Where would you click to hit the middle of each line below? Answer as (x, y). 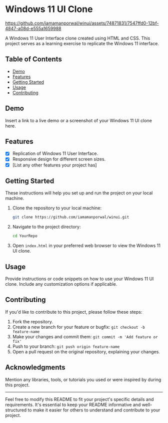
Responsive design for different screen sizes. (59, 159)
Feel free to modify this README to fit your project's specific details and (79, 399)
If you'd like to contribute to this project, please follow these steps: (74, 312)
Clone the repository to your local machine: (57, 208)
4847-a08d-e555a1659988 (33, 28)
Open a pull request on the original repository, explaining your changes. (86, 351)
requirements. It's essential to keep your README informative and (73, 404)
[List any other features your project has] (54, 165)
